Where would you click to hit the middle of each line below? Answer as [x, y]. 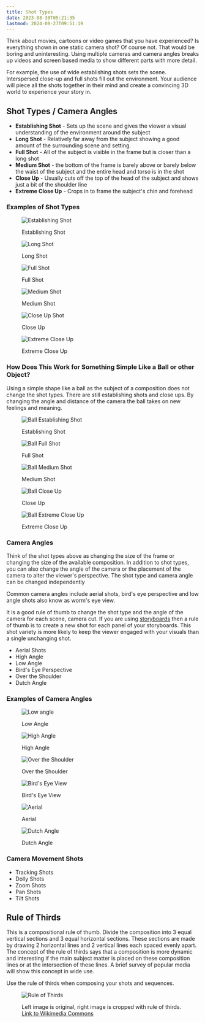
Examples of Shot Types [43, 207]
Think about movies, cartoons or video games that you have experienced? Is [103, 41]
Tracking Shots [34, 872]
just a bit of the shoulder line [51, 185]
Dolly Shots [30, 879]
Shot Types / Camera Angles [62, 111]
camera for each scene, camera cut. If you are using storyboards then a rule [102, 619]
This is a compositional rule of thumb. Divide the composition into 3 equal [99, 932]
